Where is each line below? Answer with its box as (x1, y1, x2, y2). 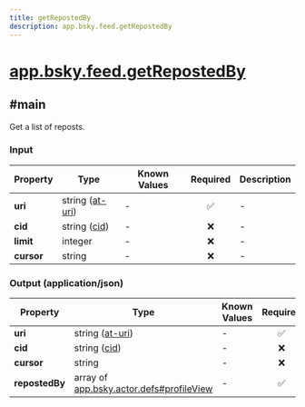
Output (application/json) (9, 276, 124, 289)
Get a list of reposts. (9, 121, 85, 132)
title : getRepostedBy (9, 13, 92, 23)
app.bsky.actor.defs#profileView (74, 382, 213, 395)
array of (74, 372, 108, 384)
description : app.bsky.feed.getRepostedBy (9, 22, 172, 31)
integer (62, 234, 93, 247)
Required (190, 173, 231, 185)
